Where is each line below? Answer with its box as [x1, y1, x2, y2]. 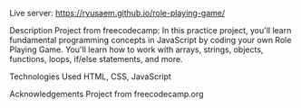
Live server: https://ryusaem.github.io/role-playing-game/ [9, 8, 225, 18]
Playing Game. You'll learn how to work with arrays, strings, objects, [9, 44, 264, 55]
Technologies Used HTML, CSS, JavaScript [9, 71, 172, 82]
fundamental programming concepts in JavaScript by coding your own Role [9, 35, 292, 45]
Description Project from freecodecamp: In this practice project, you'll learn [9, 25, 292, 35]
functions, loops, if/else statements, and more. [9, 54, 183, 64]
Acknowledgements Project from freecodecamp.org [9, 89, 204, 99]
